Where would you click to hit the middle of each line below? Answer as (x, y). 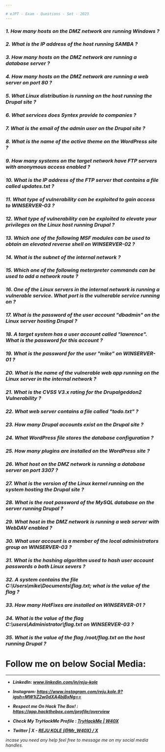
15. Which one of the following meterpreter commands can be (81, 270)
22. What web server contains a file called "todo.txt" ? (72, 411)
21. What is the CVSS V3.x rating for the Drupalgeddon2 (74, 392)
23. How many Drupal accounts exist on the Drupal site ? (75, 425)
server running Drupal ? (35, 509)
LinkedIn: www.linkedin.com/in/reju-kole (55, 682)
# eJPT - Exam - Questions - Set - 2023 (47, 14)
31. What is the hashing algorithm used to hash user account (80, 560)
